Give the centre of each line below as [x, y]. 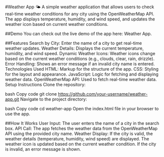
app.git [12, 99]
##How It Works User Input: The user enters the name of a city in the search [82, 123]
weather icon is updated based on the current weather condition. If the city [81, 144]
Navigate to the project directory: [54, 99]
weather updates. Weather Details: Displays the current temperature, [74, 48]
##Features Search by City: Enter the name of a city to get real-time [73, 43]
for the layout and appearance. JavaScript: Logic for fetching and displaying [82, 74]
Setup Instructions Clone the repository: [45, 85]
